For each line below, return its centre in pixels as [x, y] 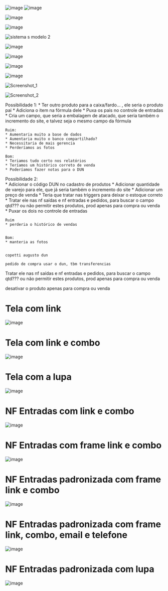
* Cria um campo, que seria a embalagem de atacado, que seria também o [82, 116]
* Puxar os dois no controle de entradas [46, 211]
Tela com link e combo [53, 343]
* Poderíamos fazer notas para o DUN [45, 170]
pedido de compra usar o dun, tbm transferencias [58, 264]
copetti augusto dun [27, 255]
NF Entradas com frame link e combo [83, 445]
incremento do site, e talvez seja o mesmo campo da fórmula [68, 121]
